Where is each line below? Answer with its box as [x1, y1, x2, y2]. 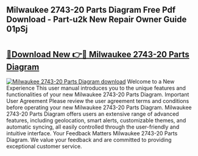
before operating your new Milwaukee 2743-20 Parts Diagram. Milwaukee [6, 104, 192, 111]
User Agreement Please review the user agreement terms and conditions [6, 97, 189, 104]
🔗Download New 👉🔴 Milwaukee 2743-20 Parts [6, 49, 190, 60]
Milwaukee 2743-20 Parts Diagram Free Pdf [6, 5, 176, 15]
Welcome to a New [127, 78, 175, 85]
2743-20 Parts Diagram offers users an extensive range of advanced [6, 110, 179, 118]
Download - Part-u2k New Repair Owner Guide [6, 15, 187, 25]
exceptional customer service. [6, 143, 82, 150]
